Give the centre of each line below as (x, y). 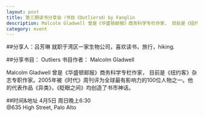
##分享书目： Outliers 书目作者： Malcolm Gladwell (70, 60)
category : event (27, 29)
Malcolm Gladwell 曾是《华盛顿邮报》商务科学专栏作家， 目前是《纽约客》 (99, 73)
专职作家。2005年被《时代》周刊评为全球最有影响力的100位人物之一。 (100, 80)
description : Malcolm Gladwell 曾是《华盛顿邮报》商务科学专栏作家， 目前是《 (98, 23)
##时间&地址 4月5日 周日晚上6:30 (49, 101)
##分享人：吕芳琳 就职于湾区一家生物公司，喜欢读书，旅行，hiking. (90, 47)
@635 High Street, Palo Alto (41, 107)
